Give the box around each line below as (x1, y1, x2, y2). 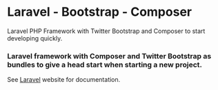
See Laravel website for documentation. (7, 76, 121, 84)
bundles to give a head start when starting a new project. (7, 60, 202, 69)
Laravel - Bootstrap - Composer (7, 4, 192, 20)
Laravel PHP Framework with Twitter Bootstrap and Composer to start (7, 27, 206, 35)
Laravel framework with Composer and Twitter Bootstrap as (7, 51, 212, 60)
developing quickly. (7, 34, 63, 42)
